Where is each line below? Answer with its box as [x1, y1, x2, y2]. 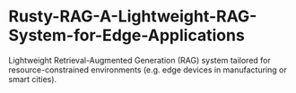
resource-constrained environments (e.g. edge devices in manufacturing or [8, 64, 288, 75]
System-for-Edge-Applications [8, 25, 246, 46]
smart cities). [8, 73, 57, 84]
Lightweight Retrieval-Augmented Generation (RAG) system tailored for [8, 55, 271, 65]
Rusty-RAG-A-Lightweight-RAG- [8, 6, 257, 27]
